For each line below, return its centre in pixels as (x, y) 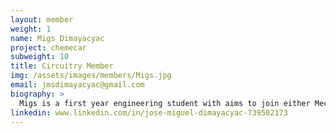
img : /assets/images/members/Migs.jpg (91, 76)
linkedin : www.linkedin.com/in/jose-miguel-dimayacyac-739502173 (149, 112)
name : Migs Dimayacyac (57, 38)
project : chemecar (48, 47)
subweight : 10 (40, 57)
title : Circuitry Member (62, 66)
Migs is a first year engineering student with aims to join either (165, 103)
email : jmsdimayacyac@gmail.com (77, 85)
